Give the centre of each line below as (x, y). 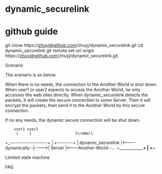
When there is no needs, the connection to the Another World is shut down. (81, 84)
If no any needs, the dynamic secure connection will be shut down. (73, 120)
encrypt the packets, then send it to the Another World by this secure (75, 105)
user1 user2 (26, 129)
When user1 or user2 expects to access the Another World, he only (73, 90)
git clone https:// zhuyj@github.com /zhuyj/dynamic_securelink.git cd (74, 45)
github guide (31, 32)
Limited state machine (27, 157)
